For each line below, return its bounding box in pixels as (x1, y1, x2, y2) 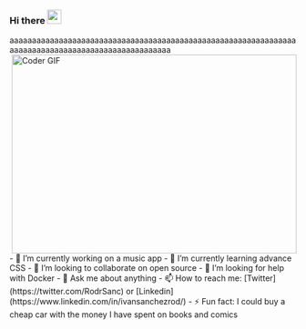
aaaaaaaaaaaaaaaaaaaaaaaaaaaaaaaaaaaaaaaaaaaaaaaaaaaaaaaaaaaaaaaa (9, 35, 297, 45)
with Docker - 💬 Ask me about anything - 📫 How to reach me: (9, 273, 243, 284)
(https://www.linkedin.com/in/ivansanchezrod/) (9, 296, 187, 307)
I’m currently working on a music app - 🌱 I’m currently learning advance (22, 253, 292, 264)
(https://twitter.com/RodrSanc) (9, 286, 125, 297)
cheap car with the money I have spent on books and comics (9, 309, 239, 320)
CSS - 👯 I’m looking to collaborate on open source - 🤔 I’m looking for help (9, 263, 285, 274)
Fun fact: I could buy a (201, 296, 286, 307)
